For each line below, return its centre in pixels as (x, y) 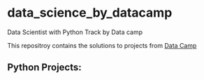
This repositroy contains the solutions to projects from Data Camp (102, 45)
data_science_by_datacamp (90, 13)
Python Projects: (44, 67)
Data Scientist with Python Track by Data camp (75, 32)
